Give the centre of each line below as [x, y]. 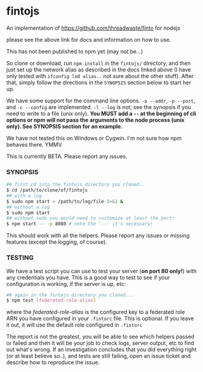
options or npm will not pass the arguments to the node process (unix [95, 120]
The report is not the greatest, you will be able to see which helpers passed [101, 337]
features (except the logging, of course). [57, 242]
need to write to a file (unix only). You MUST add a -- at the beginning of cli [101, 113]
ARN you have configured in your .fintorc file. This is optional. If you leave [100, 319]
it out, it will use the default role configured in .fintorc [74, 325]
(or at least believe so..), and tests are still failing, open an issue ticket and [98, 356]
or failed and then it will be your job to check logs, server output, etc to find [100, 343]
